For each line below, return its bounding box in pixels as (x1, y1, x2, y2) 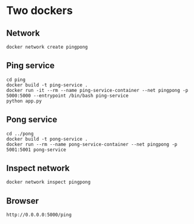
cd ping (6, 77, 26, 83)
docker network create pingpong (6, 44, 88, 50)
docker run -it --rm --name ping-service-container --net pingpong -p (6, 87, 189, 93)
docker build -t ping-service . (6, 82, 88, 88)
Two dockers (6, 4, 73, 18)
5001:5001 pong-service (6, 147, 67, 153)
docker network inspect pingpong (6, 179, 91, 186)
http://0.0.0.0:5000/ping (6, 212, 72, 218)
